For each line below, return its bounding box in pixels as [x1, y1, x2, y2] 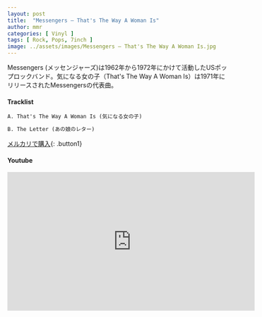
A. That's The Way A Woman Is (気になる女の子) [7, 113, 143, 120]
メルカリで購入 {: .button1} [7, 139, 83, 148]
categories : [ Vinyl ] [7, 30, 74, 37]
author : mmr [7, 23, 42, 30]
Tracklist [7, 97, 34, 106]
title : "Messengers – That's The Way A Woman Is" [7, 17, 160, 24]
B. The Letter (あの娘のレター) [7, 126, 95, 133]
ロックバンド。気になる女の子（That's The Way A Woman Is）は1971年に [13, 72, 226, 80]
